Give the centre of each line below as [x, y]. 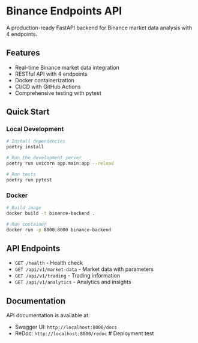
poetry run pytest [29, 180]
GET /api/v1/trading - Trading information [67, 276]
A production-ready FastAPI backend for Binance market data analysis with [99, 28]
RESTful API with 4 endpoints [51, 74]
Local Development [35, 129]
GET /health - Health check [49, 263]
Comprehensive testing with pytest [58, 93]
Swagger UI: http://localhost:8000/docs [66, 327]
